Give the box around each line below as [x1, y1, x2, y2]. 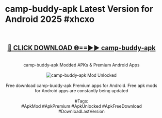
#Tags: [74, 98, 89, 104]
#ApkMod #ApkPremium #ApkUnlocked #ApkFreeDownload [21, 103, 142, 109]
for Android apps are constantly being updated [34, 87, 129, 93]
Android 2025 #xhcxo [5, 14, 95, 25]
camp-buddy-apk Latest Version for [5, 3, 153, 15]
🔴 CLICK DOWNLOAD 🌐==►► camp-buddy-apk [7, 44, 156, 52]
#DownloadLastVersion [58, 108, 105, 114]
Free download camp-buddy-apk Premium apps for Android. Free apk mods [5, 83, 158, 88]
